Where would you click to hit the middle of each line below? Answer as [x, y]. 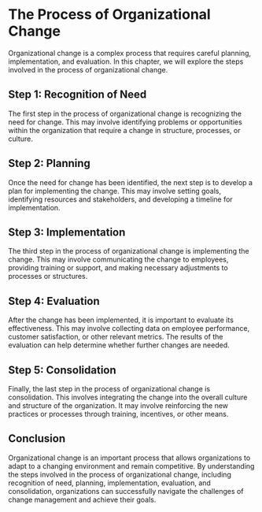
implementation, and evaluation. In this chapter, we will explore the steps [126, 61]
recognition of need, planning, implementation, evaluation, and [109, 483]
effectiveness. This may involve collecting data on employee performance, [129, 328]
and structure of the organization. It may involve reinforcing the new [118, 406]
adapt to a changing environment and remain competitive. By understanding [131, 466]
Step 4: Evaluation [54, 301]
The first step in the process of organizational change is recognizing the [125, 113]
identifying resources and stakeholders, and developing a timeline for [121, 199]
